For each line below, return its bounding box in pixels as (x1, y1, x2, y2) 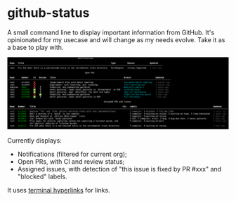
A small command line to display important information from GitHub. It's (7, 28, 215, 37)
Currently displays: (7, 136, 62, 145)
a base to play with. (7, 43, 64, 51)
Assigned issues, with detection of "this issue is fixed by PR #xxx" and (17, 165, 222, 174)
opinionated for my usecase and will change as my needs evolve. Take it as (7, 35, 225, 44)
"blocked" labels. (17, 172, 68, 181)
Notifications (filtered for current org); (17, 150, 128, 159)
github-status (7, 5, 90, 21)
